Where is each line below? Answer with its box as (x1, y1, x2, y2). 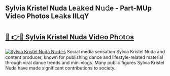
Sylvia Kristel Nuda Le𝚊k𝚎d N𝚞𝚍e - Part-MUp (5, 4, 152, 13)
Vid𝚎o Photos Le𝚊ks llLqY (5, 12, 89, 21)
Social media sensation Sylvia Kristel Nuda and (66, 49, 165, 54)
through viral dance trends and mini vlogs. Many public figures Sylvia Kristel (5, 60, 164, 65)
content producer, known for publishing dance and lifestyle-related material (5, 54, 163, 60)
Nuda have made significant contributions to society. (5, 65, 116, 71)
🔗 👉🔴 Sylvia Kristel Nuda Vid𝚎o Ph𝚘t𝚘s (5, 33, 134, 41)
